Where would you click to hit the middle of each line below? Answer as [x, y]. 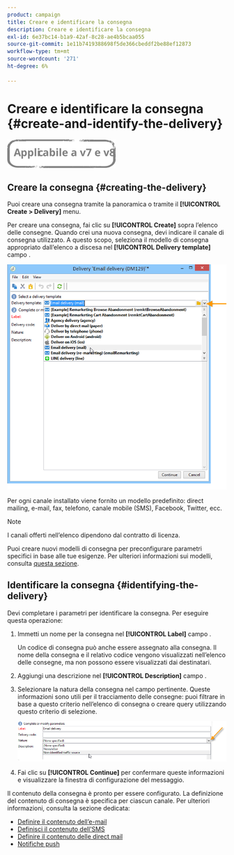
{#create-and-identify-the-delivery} [115, 124]
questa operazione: [35, 620]
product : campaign [34, 15]
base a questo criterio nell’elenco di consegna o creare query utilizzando [122, 704]
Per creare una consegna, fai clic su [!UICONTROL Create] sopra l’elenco [112, 225]
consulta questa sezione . [43, 563]
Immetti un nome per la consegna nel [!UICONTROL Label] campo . [114, 633]
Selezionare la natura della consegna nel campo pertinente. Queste [114, 689]
